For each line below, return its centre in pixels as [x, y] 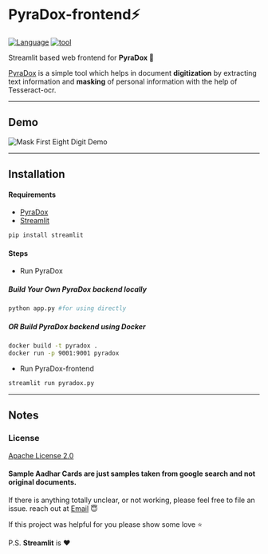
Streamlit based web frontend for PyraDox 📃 [81, 57]
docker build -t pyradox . [53, 346]
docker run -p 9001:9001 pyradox [64, 354]
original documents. [43, 482]
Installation [37, 174]
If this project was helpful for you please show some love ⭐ [105, 524]
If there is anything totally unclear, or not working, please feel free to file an [132, 500]
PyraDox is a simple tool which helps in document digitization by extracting [132, 73]
